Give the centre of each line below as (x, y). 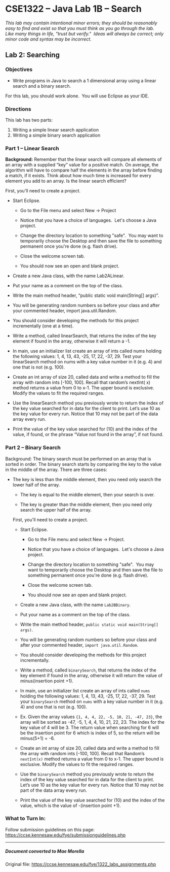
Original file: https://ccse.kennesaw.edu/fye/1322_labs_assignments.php (81, 864)
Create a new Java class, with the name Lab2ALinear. (69, 276)
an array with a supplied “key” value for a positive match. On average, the (82, 165)
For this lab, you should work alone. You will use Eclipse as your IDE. (77, 96)
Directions (18, 109)
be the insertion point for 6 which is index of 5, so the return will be (90, 733)
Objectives (19, 70)
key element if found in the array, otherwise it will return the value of (91, 675)
